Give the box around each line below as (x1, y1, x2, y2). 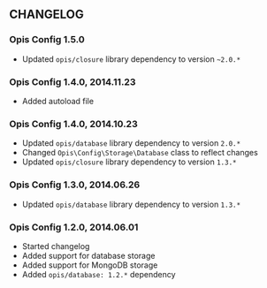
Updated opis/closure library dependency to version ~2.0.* (21, 53, 241, 64)
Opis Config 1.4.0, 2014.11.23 (9, 75, 136, 87)
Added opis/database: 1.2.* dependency (21, 269, 176, 279)
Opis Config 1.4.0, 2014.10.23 (9, 117, 139, 130)
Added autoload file (21, 95, 95, 106)
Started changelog (21, 240, 90, 251)
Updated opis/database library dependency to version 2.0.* (21, 138, 241, 148)
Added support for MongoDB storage (21, 260, 158, 270)
